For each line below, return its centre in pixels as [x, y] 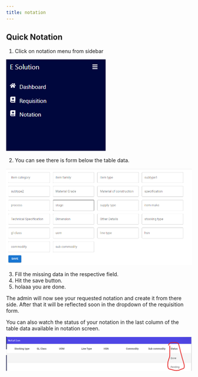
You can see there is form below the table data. [72, 160]
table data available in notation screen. [53, 329]
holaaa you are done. [40, 287]
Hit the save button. [39, 281]
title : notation [26, 12]
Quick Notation [34, 37]
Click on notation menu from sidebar [59, 51]
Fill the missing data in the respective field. [67, 274]
